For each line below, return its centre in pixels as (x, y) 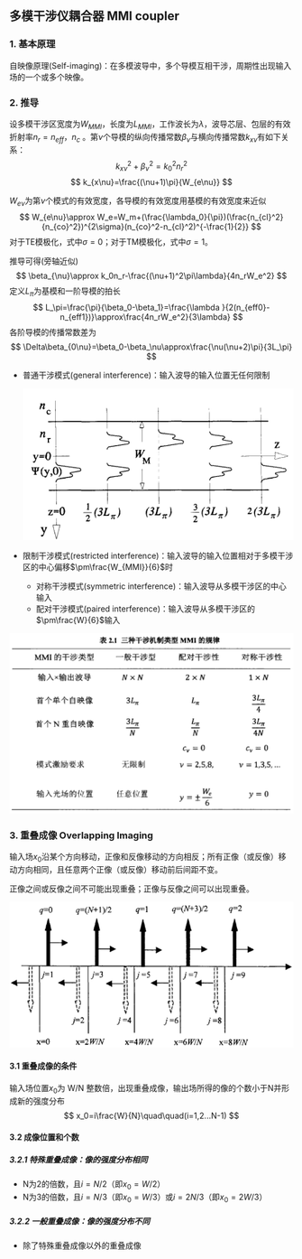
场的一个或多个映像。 (49, 77)
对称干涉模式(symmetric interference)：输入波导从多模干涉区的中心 (161, 586)
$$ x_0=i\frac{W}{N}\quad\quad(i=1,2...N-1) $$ (151, 1115)
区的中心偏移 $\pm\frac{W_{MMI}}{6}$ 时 (98, 566)
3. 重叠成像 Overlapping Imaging (81, 835)
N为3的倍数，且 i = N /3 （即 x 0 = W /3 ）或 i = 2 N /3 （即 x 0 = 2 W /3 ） (145, 1198)
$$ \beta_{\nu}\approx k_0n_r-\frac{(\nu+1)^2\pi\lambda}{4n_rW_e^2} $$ (151, 275)
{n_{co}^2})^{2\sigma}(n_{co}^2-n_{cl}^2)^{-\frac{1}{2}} (146, 226)
